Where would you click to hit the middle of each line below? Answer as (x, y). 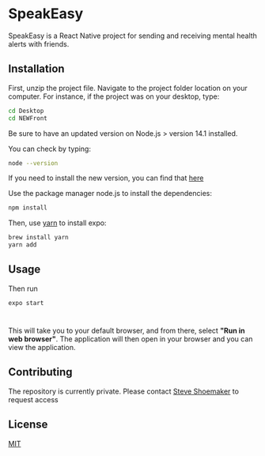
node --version (33, 163)
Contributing (40, 372)
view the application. (42, 347)
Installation (36, 69)
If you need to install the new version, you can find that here (106, 178)
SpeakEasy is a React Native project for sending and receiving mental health (132, 36)
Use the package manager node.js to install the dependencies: (110, 194)
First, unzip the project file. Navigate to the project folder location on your (128, 88)
